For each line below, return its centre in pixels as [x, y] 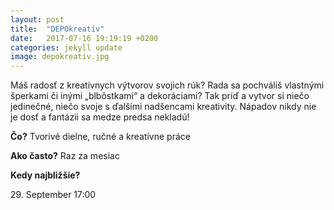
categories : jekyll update [66, 47]
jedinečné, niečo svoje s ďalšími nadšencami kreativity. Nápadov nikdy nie [163, 107]
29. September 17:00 [53, 195]
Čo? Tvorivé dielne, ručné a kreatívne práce [100, 137]
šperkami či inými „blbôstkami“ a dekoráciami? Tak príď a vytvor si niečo [160, 96]
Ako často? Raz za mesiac [65, 156]
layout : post [37, 19]
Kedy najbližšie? [45, 175]
